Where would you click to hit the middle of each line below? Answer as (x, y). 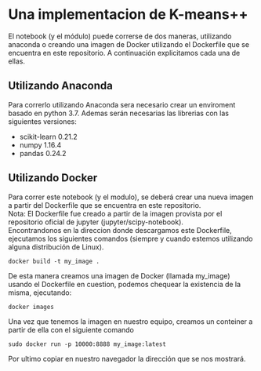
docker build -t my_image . (54, 261)
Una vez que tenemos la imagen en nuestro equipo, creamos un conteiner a (130, 321)
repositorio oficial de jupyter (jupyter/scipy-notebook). (96, 222)
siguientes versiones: (42, 121)
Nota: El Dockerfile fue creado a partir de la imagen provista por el (115, 213)
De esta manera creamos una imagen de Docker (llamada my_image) (119, 275)
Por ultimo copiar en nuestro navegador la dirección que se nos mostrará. (127, 358)
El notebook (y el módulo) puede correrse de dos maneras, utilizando (120, 36)
